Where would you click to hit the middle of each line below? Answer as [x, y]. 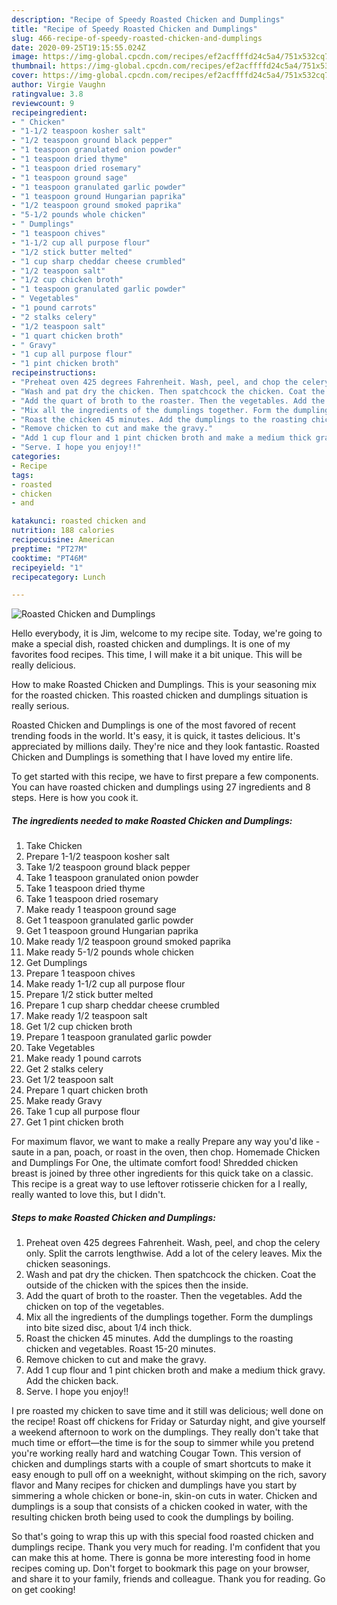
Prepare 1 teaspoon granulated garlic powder [119, 1037]
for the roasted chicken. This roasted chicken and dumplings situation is [160, 695]
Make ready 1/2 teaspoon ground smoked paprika [128, 942]
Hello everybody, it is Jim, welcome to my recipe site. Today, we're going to [167, 633]
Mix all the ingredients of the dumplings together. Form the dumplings [169, 1317]
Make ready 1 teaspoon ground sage [101, 910]
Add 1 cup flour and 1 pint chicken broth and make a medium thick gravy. [175, 1370]
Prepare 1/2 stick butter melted [89, 995]
